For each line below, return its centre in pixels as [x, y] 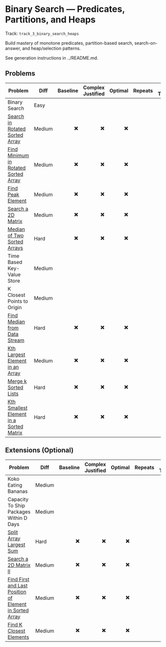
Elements [19, 637]
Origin [15, 307]
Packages [19, 512]
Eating [15, 485]
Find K [15, 625]
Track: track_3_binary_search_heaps [42, 33]
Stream [16, 340]
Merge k [17, 381]
